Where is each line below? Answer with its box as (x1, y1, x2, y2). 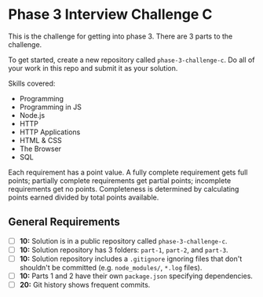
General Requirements (8, 215, 120, 229)
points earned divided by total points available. (8, 192, 159, 202)
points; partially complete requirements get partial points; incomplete (8, 175, 232, 185)
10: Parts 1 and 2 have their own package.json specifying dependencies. (19, 271, 254, 280)
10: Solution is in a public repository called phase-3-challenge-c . (19, 236, 228, 245)
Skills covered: (8, 79, 56, 88)
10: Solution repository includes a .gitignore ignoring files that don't (19, 254, 243, 263)
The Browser (19, 144, 61, 153)
